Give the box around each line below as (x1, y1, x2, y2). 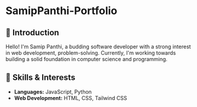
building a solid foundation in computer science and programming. (5, 56, 168, 62)
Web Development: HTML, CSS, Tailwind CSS (14, 94, 128, 101)
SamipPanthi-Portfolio (5, 4, 118, 18)
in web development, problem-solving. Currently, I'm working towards (5, 49, 176, 56)
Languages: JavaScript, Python (14, 88, 92, 95)
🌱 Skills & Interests (5, 72, 76, 83)
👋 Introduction (5, 28, 60, 38)
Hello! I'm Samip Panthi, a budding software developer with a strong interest (5, 43, 191, 50)
